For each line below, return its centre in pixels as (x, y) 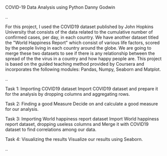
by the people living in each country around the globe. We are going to (78, 48)
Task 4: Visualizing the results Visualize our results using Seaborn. (74, 139)
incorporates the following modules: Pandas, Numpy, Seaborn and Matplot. (83, 69)
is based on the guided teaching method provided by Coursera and (75, 64)
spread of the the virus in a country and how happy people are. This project (83, 59)
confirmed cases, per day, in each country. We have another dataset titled (82, 37)
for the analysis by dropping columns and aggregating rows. (68, 94)
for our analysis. (22, 109)
